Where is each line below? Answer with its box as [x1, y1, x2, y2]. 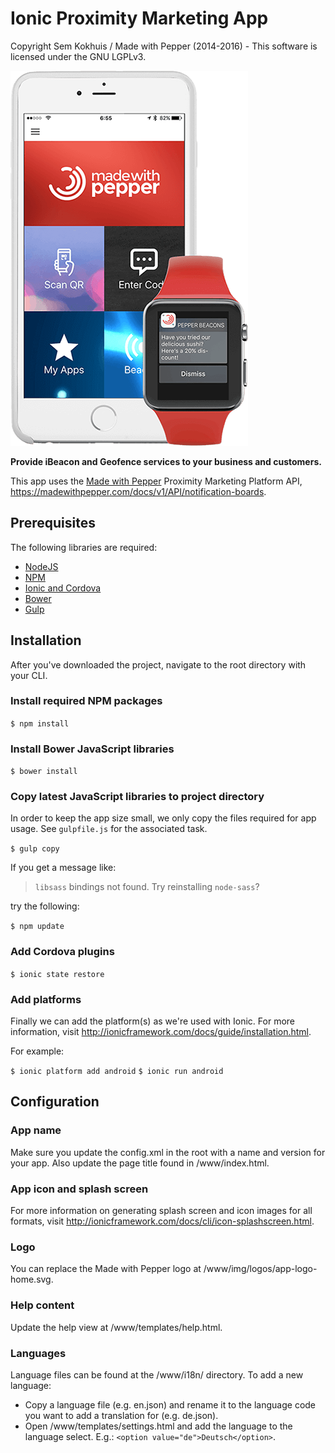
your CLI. [10, 669, 48, 681]
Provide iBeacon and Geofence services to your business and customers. [10, 455, 322, 467]
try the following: [10, 900, 80, 912]
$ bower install [10, 767, 78, 777]
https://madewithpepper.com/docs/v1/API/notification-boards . [10, 485, 267, 497]
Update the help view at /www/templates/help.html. [10, 1321, 223, 1333]
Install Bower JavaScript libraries [10, 742, 175, 756]
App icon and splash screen [10, 1182, 149, 1196]
